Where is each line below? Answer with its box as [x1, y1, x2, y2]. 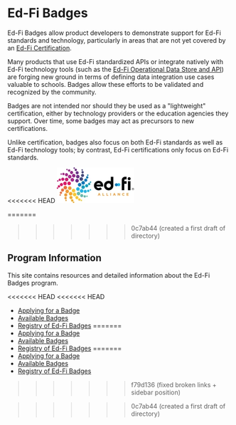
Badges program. [7, 278, 58, 287]
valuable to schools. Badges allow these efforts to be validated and [7, 80, 204, 88]
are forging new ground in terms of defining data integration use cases [7, 73, 215, 81]
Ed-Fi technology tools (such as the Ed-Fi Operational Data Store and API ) [7, 65, 224, 73]
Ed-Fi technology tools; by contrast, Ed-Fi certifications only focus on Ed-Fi [7, 145, 229, 154]
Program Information [7, 252, 102, 264]
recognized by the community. [7, 88, 97, 96]
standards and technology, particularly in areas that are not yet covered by [7, 36, 226, 44]
